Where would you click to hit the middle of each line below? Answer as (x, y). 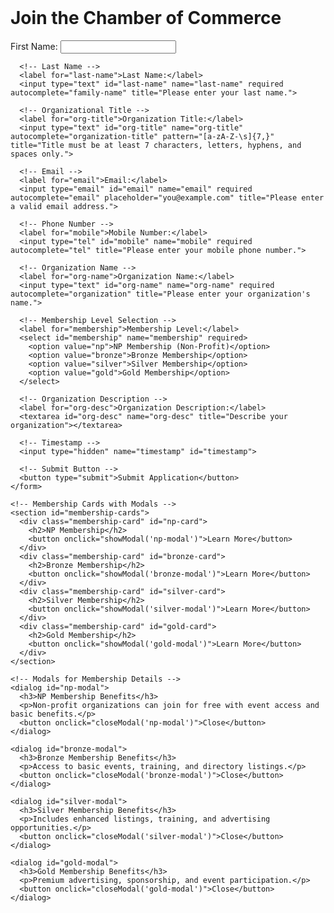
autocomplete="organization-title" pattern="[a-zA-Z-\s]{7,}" (142, 136)
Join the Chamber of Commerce (146, 18)
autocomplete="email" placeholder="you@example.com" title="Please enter (167, 197)
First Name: (34, 46)
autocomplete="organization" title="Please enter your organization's (160, 294)
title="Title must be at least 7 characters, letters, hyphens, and (156, 145)
